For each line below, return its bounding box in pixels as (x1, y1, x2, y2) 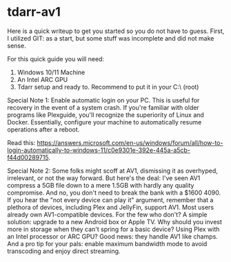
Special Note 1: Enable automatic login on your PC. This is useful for (7, 96, 200, 104)
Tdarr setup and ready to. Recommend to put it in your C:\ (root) (17, 83, 199, 91)
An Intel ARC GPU (17, 75, 68, 83)
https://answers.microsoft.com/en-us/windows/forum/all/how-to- (37, 138, 223, 146)
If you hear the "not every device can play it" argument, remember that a (7, 195, 214, 204)
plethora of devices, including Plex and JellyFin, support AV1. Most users (7, 203, 214, 211)
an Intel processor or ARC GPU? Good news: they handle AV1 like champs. (7, 232, 219, 241)
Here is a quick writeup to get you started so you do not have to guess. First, (7, 27, 225, 35)
